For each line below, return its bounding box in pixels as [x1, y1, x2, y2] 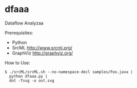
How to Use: [5, 59, 31, 65]
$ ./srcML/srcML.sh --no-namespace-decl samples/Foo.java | [5, 69, 133, 74]
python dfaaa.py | [9, 73, 48, 78]
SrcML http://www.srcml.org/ [12, 44, 73, 50]
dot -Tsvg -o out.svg [9, 78, 55, 83]
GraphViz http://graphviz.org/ [12, 50, 73, 56]
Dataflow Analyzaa [5, 20, 44, 26]
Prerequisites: [5, 29, 34, 35]
